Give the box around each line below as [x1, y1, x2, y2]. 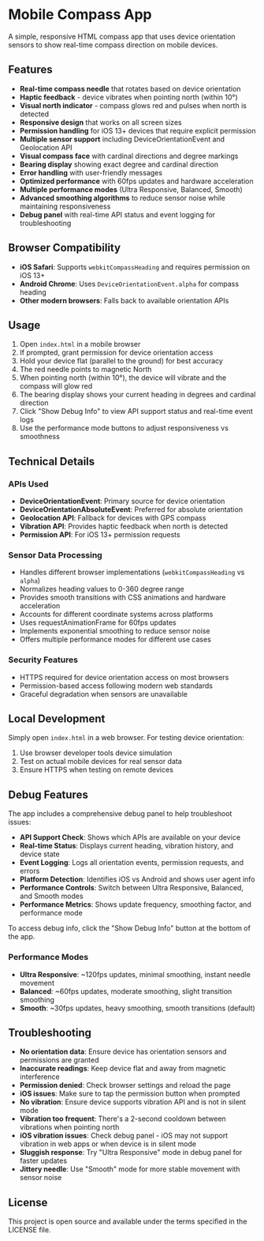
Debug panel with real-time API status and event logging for [19, 209, 215, 219]
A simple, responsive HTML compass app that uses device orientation [8, 32, 236, 41]
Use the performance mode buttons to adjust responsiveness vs [19, 423, 229, 433]
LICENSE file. [8, 1225, 51, 1235]
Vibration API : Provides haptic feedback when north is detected [19, 521, 229, 531]
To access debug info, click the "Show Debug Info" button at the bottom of [8, 923, 251, 933]
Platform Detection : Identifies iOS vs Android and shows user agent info [19, 874, 255, 884]
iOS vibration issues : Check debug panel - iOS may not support [19, 1131, 229, 1141]
